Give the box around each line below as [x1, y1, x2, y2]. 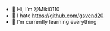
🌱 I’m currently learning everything [11, 18, 97, 25]
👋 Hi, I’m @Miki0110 [11, 6, 60, 13]
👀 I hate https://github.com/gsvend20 [11, 12, 104, 19]
